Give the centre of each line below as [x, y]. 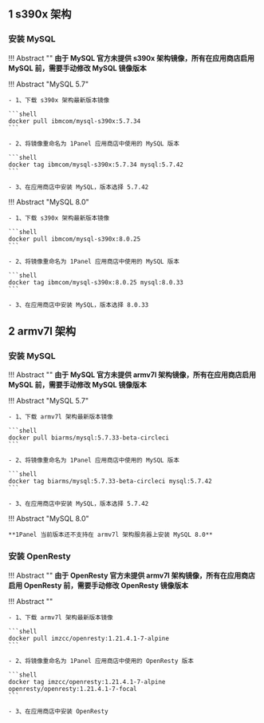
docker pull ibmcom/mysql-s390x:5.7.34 [75, 121]
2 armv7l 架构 [42, 331]
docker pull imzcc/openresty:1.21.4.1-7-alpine [89, 638]
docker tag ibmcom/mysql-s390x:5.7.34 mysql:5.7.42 [96, 165]
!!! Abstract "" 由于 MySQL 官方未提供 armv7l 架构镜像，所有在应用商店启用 [132, 375]
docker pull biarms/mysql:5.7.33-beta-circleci [89, 438]
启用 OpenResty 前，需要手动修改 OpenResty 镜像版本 [99, 585]
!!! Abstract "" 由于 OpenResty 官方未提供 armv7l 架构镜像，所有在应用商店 [132, 575]
